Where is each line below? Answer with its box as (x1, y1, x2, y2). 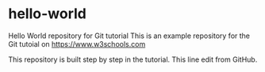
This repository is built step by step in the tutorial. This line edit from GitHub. (8, 55, 258, 64)
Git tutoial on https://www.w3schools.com (8, 39, 146, 48)
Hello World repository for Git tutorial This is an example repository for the (8, 31, 251, 40)
